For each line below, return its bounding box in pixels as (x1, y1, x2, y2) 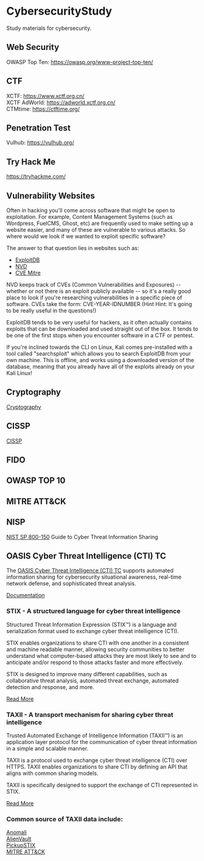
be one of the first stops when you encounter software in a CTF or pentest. (6, 332, 195, 339)
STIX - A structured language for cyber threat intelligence (6, 607, 181, 615)
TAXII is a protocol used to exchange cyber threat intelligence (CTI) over (6, 757, 188, 764)
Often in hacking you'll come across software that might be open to (6, 207, 175, 214)
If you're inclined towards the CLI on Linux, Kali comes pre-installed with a (6, 343, 193, 351)
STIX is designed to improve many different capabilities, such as (6, 670, 167, 677)
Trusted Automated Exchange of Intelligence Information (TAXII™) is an (6, 732, 184, 739)
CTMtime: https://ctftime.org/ (6, 105, 80, 112)
